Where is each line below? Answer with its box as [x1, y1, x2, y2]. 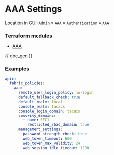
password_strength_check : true [23, 132, 87, 137]
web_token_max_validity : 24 [23, 141, 80, 146]
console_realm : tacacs [18, 104, 65, 109]
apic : [5, 77, 16, 81]
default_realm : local [18, 99, 63, 104]
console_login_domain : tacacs [18, 109, 80, 114]
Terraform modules [5, 32, 53, 39]
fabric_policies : [9, 81, 45, 86]
